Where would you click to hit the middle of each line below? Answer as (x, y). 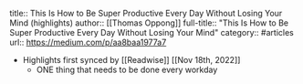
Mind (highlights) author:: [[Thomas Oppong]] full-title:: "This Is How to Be (149, 23)
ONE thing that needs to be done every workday (127, 69)
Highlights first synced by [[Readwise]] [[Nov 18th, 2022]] (131, 60)
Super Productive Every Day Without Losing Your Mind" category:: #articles (151, 32)
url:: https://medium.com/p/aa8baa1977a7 (88, 42)
